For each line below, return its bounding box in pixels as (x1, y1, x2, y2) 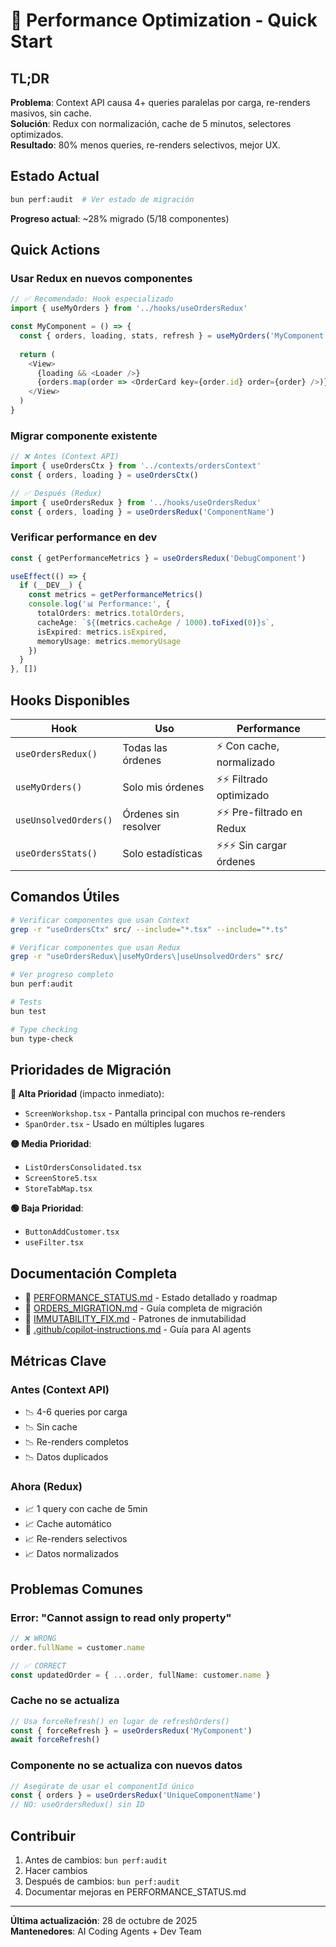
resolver (122, 819, 162, 833)
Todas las (122, 740, 168, 754)
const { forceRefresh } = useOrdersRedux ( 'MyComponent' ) (10, 1725, 253, 1736)
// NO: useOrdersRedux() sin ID (10, 1800, 145, 1810)
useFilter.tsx (24, 1238, 84, 1248)
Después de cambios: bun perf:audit (24, 1875, 180, 1888)
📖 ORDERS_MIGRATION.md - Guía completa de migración (24, 1302, 263, 1314)
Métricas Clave (10, 1352, 107, 1369)
